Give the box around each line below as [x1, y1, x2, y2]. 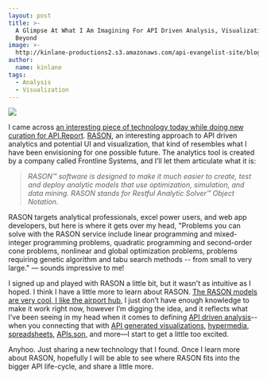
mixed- [214, 229, 238, 239]
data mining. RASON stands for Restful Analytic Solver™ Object [27, 189, 234, 198]
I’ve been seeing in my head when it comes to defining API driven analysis [8, 312, 252, 322]
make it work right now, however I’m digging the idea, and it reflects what [8, 304, 248, 314]
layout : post [8, 11, 52, 20]
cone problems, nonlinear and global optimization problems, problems [8, 246, 238, 256]
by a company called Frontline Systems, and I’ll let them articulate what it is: [8, 156, 257, 166]
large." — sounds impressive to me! [8, 264, 125, 273]
